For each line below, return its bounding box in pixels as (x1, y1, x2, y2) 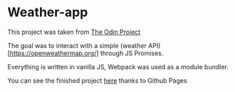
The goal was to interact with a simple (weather (7, 41, 147, 50)
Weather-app (7, 4, 88, 21)
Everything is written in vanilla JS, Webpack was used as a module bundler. (7, 62, 229, 71)
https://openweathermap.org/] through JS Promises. (9, 49, 164, 57)
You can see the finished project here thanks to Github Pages (7, 76, 187, 85)
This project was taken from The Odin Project (7, 28, 141, 36)
